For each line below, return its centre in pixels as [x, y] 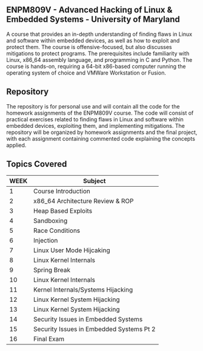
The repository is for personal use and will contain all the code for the [93, 106]
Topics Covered [37, 164]
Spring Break [52, 270]
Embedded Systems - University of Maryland [93, 20]
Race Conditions [57, 231]
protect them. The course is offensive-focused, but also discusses [89, 47]
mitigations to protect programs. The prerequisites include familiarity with [98, 53]
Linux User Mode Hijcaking [72, 250]
